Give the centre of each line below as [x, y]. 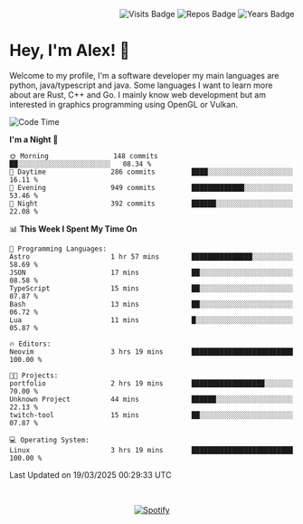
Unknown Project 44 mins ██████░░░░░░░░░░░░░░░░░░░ [151, 399]
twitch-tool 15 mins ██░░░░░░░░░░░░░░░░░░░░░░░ [151, 415]
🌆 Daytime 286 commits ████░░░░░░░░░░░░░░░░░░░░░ [151, 172]
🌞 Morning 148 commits [84, 156]
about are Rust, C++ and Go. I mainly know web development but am [138, 94]
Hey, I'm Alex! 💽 [70, 51]
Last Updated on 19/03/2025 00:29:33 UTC [90, 474]
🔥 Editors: [30, 344]
